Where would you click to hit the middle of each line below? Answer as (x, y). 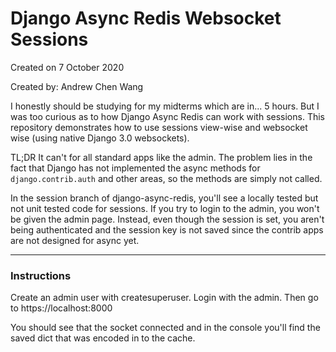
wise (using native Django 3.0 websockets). (100, 138)
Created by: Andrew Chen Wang (77, 86)
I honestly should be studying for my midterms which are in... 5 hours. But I (165, 106)
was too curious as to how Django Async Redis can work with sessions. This (167, 116)
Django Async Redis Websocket (146, 18)
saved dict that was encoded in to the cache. (103, 338)
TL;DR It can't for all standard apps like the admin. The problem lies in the (161, 157)
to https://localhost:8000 (61, 308)
